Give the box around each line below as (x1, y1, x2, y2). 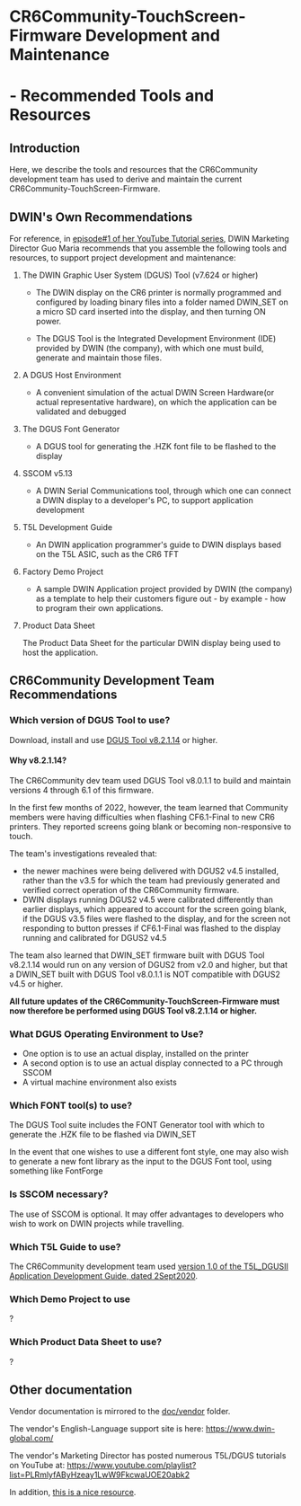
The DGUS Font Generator (22, 424, 120, 434)
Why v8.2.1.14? (9, 755, 67, 766)
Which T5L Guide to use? (9, 1240, 121, 1253)
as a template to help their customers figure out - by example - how (35, 593, 287, 604)
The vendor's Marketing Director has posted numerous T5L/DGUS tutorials (9, 1450, 287, 1461)
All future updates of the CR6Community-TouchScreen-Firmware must (9, 996, 280, 1006)
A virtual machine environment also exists (22, 1076, 177, 1088)
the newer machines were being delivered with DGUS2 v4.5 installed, (22, 865, 279, 876)
